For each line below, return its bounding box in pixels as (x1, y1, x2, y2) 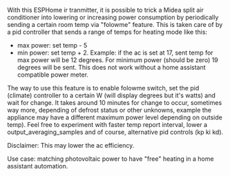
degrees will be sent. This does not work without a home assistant (17, 63, 206, 71)
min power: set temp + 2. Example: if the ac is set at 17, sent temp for (17, 48, 213, 57)
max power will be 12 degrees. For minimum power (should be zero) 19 (17, 56, 219, 64)
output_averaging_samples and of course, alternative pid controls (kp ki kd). (7, 128, 224, 136)
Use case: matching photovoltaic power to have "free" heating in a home (7, 155, 214, 163)
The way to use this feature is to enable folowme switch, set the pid (7, 84, 200, 92)
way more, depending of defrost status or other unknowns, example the (7, 106, 212, 114)
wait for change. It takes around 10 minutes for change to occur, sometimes (7, 99, 222, 106)
